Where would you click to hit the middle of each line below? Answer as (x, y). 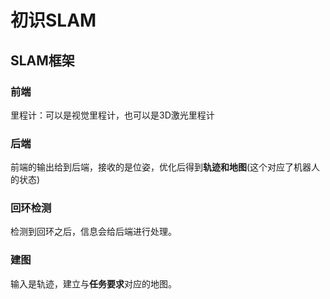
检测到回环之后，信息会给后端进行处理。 (93, 232)
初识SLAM (53, 20)
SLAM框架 (42, 60)
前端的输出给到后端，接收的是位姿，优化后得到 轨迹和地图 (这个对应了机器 (161, 167)
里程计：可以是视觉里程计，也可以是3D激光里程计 (112, 115)
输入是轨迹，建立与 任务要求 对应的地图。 (93, 283)
